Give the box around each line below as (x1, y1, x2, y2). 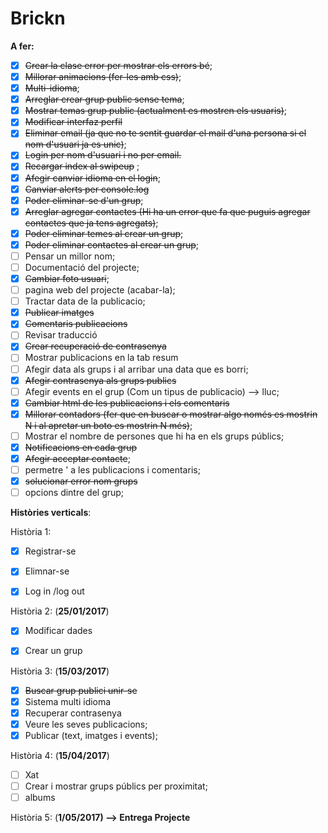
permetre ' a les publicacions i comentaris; (24, 464, 201, 476)
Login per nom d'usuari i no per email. (24, 149, 182, 161)
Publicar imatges (24, 307, 95, 319)
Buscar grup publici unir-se (24, 684, 138, 696)
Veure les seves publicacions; (24, 718, 148, 730)
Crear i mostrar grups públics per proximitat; (24, 780, 208, 792)
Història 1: (10, 526, 52, 538)
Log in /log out (24, 585, 85, 597)
